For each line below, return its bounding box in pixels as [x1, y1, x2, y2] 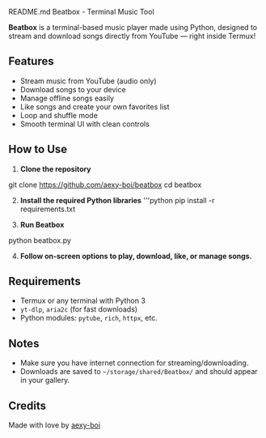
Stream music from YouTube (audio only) [19, 76, 157, 86]
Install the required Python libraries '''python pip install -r [19, 195, 215, 205]
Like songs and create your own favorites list [19, 101, 170, 112]
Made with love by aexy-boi [8, 420, 101, 430]
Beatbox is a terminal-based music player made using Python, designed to [8, 23, 257, 32]
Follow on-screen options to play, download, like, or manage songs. [19, 251, 252, 261]
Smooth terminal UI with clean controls [19, 119, 150, 129]
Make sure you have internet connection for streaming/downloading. [19, 358, 249, 368]
